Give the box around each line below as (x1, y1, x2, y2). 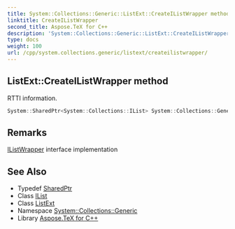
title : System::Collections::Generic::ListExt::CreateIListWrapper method (7, 10, 230, 18)
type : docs (7, 36, 39, 43)
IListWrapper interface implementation (7, 145, 118, 154)
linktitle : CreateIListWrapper (7, 17, 99, 24)
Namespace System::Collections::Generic (17, 207, 138, 215)
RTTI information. (7, 94, 57, 102)
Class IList (17, 192, 48, 200)
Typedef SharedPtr (17, 184, 73, 193)
